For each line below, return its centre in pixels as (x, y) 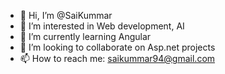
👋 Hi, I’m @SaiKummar (66, 15)
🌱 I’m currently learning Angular (85, 36)
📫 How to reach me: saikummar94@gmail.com (117, 58)
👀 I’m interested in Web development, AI (102, 26)
